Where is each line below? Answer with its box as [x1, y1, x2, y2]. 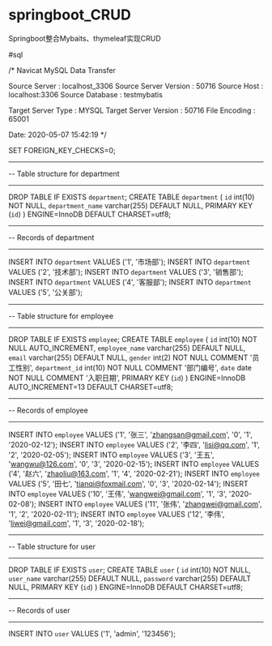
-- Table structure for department [8, 169, 120, 178]
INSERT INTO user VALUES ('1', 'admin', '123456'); [8, 628, 176, 638]
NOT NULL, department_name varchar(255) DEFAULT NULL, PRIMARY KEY [8, 200, 253, 210]
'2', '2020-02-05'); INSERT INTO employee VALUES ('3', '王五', [8, 450, 215, 460]
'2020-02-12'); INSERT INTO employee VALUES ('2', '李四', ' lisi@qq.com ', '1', [8, 439, 261, 449]
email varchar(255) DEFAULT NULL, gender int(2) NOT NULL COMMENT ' [8, 353, 253, 362]
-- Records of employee [8, 405, 89, 415]
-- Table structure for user [8, 541, 96, 551]
